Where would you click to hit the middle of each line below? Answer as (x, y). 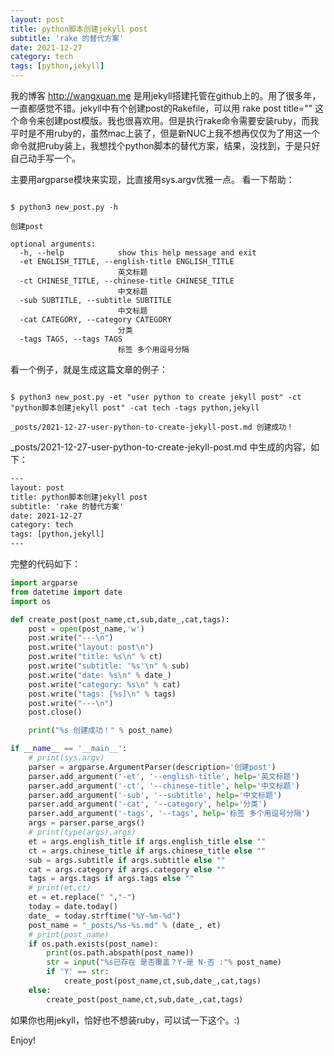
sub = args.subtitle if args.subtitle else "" (127, 860)
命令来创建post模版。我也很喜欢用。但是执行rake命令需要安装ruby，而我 (169, 120)
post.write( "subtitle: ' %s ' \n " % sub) (109, 666)
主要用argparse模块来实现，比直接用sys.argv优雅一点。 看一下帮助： (152, 179)
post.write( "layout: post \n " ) (91, 647)
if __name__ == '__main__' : (69, 749)
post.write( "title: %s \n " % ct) (95, 657)
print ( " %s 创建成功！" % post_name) (100, 731)
